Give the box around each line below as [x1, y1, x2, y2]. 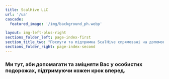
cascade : [5, 16, 24, 21]
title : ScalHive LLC [5, 7, 49, 12]
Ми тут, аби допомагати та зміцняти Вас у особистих [5, 60, 142, 67]
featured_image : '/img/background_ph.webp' [10, 21, 102, 26]
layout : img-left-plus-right [5, 30, 66, 35]
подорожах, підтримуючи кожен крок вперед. [5, 67, 126, 74]
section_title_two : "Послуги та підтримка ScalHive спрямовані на [5, 39, 147, 45]
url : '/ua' [5, 12, 28, 17]
